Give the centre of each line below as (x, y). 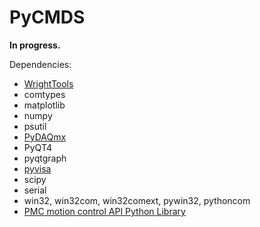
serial (35, 190)
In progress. (35, 45)
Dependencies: (40, 64)
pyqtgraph (45, 158)
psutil (35, 126)
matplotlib (44, 105)
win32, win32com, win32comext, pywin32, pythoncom (137, 200)
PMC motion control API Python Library (104, 211)
